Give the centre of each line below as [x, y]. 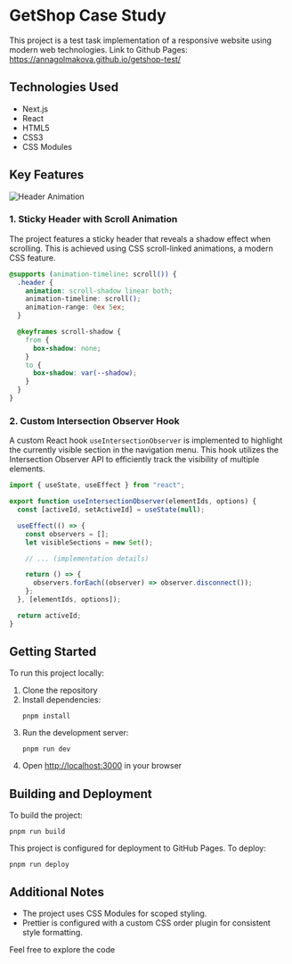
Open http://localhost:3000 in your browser [102, 766]
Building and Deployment [81, 794]
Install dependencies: [61, 700]
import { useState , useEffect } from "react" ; [97, 486]
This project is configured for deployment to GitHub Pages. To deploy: [138, 848]
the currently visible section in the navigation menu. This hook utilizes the [144, 450]
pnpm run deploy [39, 865]
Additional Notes [57, 892]
